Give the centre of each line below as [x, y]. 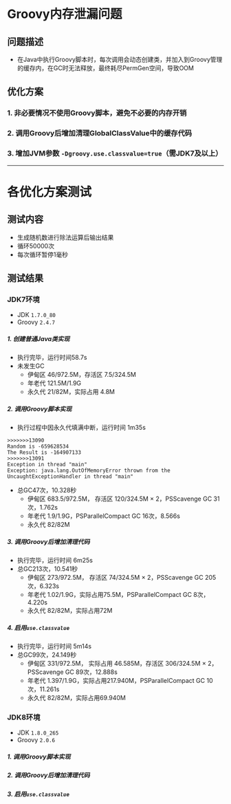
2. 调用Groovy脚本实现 [40, 409]
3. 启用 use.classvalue [38, 794]
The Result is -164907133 [44, 453]
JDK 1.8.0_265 [38, 732]
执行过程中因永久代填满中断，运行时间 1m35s [81, 428]
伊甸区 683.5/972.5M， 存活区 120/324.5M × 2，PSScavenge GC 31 [123, 499]
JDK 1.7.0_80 [36, 315]
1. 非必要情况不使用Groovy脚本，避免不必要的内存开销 [97, 113]
